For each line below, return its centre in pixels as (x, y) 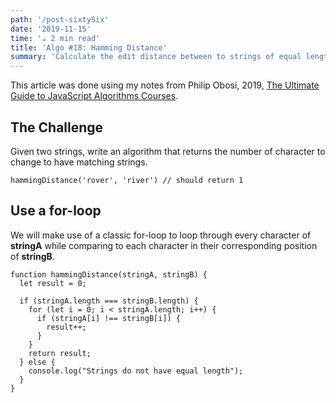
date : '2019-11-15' (51, 29)
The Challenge (57, 127)
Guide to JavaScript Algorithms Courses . (94, 96)
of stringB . (32, 256)
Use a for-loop (56, 211)
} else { (37, 362)
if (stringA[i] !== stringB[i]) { (109, 318)
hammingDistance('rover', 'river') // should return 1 (127, 180)
